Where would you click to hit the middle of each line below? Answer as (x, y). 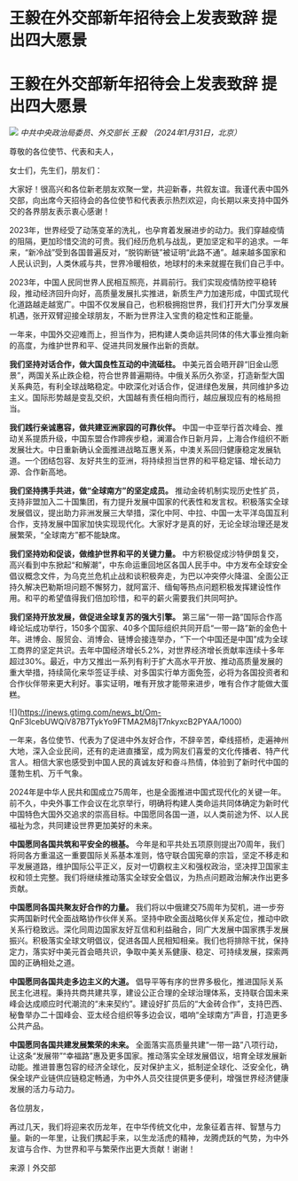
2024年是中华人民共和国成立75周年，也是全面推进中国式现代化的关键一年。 (148, 792)
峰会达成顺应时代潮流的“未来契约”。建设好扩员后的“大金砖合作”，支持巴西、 (148, 1004)
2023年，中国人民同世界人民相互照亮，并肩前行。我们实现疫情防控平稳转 (143, 282)
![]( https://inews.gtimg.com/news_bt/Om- (85, 712)
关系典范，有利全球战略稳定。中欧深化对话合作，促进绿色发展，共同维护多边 (149, 387)
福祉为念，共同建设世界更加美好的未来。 (83, 825)
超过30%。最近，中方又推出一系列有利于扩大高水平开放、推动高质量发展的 (146, 661)
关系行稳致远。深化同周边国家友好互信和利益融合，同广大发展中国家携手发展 (149, 930)
